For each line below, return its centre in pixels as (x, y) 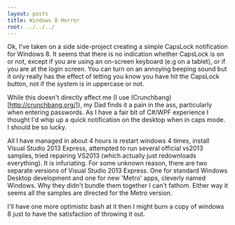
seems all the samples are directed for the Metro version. (90, 193)
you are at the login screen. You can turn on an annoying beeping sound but (117, 69)
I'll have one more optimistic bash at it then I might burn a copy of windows (116, 207)
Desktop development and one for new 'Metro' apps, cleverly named (107, 178)
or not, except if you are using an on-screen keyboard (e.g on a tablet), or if (116, 62)
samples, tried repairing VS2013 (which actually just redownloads (102, 156)
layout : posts (28, 14)
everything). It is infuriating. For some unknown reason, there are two (107, 163)
